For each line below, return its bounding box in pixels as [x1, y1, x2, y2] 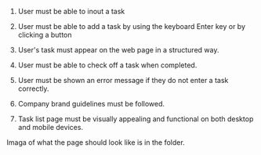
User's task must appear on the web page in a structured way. [17, 45, 219, 54]
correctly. [17, 84, 49, 93]
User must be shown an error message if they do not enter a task [17, 76, 229, 85]
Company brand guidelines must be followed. [17, 99, 165, 108]
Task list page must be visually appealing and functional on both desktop [17, 114, 254, 124]
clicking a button [17, 31, 72, 39]
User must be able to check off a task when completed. [17, 60, 198, 70]
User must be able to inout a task [17, 7, 125, 16]
